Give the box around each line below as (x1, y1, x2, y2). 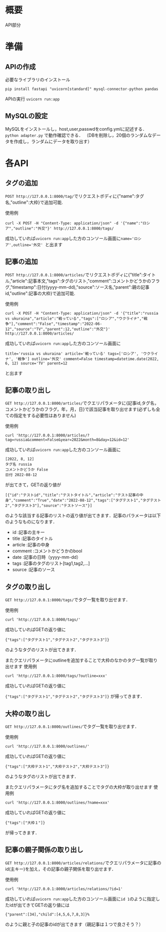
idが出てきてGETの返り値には (9, 902, 70, 908)
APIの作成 (5, 63, 36, 71)
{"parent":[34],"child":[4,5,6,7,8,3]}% (5, 912, 90, 917)
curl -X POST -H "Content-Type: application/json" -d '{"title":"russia (5, 311, 159, 316)
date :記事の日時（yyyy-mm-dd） (12, 554, 81, 560)
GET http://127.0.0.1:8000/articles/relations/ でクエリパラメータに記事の (5, 859, 162, 865)
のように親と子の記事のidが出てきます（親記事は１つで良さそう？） (5, 921, 144, 927)
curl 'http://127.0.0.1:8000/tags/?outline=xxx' (5, 674, 108, 678)
